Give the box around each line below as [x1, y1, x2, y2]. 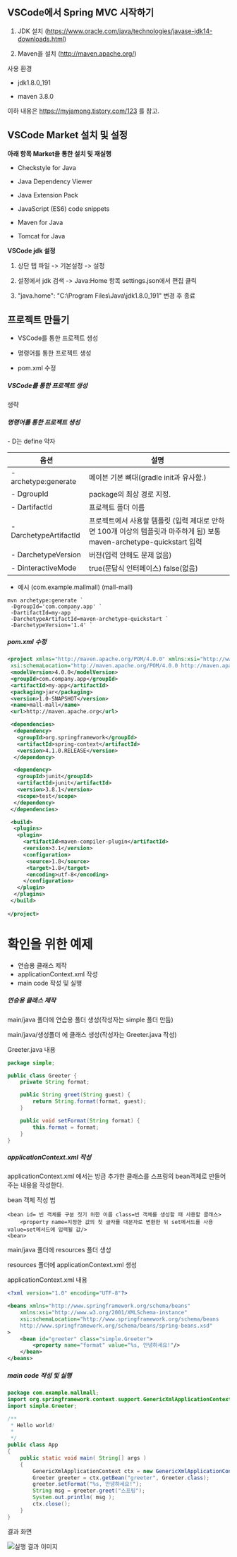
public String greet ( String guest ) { [20, 1091, 131, 1098]
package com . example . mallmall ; [7, 1389, 99, 1397]
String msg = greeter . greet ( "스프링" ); [32, 1487, 146, 1494]
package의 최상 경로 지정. [89, 490, 171, 499]
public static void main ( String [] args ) [20, 1454, 147, 1462]
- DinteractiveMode [11, 563, 77, 573]
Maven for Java [17, 218, 63, 226]
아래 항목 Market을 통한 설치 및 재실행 [7, 149, 111, 157]
